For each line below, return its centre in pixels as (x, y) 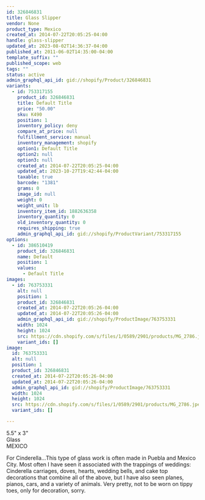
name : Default (35, 257)
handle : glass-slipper (35, 40)
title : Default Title (45, 103)
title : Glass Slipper (34, 18)
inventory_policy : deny (48, 126)
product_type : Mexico (34, 29)
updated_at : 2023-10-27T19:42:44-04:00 (68, 171)
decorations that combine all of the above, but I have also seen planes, (95, 477)
